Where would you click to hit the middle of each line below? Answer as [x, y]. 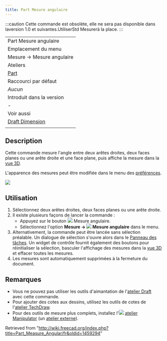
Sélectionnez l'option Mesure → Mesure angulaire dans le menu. [89, 227]
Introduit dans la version [36, 97]
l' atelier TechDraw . [32, 307]
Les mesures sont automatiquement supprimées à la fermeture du [80, 259]
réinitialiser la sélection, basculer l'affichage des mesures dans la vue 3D [87, 248]
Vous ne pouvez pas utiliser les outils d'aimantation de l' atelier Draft [82, 291]
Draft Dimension [27, 121]
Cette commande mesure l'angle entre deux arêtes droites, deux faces [78, 153]
